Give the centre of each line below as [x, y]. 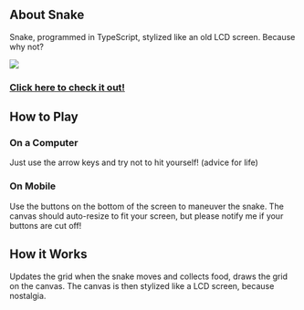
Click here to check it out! [68, 88]
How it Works [48, 254]
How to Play [44, 117]
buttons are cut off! [46, 225]
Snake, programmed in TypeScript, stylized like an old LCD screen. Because [152, 36]
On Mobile [33, 186]
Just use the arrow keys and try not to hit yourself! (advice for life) [134, 162]
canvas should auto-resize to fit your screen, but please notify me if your [147, 216]
